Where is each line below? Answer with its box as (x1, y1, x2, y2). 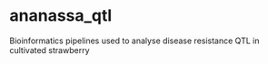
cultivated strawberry (9, 44, 90, 55)
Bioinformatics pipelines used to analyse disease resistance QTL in (9, 35, 260, 46)
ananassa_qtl (9, 5, 113, 26)
